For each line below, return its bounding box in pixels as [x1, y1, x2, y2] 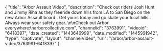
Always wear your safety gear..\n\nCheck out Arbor [5, 20, 109, 25]
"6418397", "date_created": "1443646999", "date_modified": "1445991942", [5, 30, 158, 36]
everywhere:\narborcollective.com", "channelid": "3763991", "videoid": [5, 25, 148, 31]
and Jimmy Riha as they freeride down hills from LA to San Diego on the [5, 9, 150, 15]
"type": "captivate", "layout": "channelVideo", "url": [5, 35, 108, 41]
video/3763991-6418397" [5, 41, 57, 46]
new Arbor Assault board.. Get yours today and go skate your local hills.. [5, 15, 151, 20]
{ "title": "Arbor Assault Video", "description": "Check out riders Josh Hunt [5, 4, 155, 10]
